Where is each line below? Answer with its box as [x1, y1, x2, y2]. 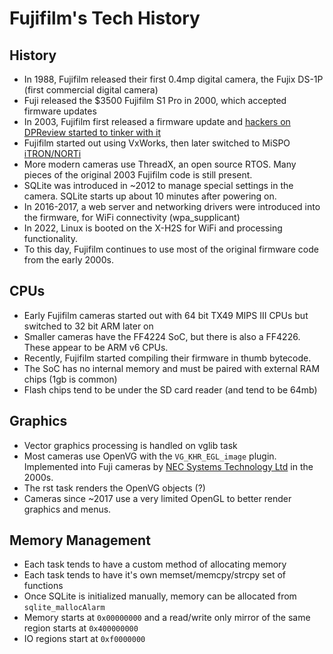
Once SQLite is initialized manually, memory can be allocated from [23, 590, 297, 602]
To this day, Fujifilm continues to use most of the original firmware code [23, 243, 319, 255]
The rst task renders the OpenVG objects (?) [23, 482, 206, 494]
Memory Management [9, 532, 151, 549]
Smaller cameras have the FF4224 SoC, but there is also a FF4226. [23, 330, 301, 342]
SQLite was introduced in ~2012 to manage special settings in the [23, 180, 294, 191]
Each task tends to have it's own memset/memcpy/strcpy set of [23, 569, 287, 581]
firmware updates [23, 105, 97, 117]
